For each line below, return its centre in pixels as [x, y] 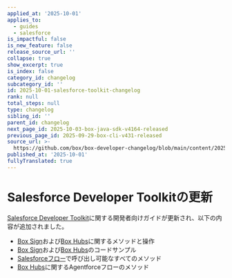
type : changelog [30, 110]
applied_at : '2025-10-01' [44, 13]
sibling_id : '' [29, 116]
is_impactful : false [37, 39]
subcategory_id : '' [35, 84]
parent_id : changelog [38, 122]
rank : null [23, 97]
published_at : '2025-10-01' [48, 155]
